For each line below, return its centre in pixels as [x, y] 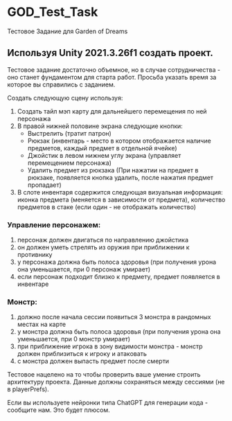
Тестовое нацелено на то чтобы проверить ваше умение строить [104, 375]
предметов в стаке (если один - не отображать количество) [106, 207]
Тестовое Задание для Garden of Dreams [68, 31]
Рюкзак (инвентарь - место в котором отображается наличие [119, 141]
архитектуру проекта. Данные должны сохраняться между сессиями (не [116, 382]
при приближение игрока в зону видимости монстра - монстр [110, 346]
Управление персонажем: [54, 224]
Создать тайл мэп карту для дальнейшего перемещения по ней [112, 111]
